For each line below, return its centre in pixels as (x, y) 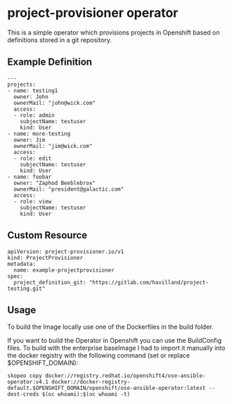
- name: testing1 (33, 90)
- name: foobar (30, 177)
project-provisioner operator (93, 13)
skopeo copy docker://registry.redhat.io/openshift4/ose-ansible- (107, 376)
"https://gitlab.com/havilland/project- (149, 282)
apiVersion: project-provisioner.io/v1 (66, 251)
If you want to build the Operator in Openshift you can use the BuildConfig (115, 341)
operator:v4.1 (28, 382)
